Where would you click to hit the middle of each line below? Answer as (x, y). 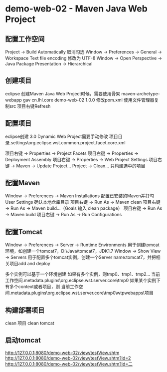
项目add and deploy (30, 264)
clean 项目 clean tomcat (30, 323)
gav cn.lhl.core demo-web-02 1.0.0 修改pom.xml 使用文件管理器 (89, 100)
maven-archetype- (141, 93)
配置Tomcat (24, 232)
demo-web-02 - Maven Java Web (77, 9)
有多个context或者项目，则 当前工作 (42, 287)
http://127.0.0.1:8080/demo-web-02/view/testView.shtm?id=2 (68, 358)
